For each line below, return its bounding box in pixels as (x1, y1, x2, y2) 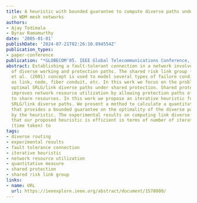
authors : (6, 19, 28, 25)
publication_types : (6, 47, 54, 53)
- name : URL (6, 183, 35, 188)
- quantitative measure (6, 161, 64, 167)
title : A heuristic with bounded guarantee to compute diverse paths (6, 8, 180, 15)
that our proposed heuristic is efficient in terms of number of (11, 118, 175, 123)
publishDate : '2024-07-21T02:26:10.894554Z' (6, 42, 117, 47)
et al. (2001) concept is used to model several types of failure (11, 74, 177, 80)
